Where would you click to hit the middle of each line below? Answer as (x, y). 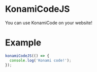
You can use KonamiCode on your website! (49, 23)
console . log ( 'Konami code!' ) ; (40, 60)
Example (23, 43)
